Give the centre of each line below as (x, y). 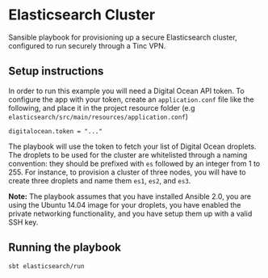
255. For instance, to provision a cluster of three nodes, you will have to (127, 172)
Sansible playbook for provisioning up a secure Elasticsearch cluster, (123, 37)
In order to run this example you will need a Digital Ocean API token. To (126, 91)
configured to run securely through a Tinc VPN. (87, 45)
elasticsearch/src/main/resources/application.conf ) (98, 116)
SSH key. (23, 222)
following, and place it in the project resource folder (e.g (102, 107)
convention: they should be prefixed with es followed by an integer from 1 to (134, 163)
